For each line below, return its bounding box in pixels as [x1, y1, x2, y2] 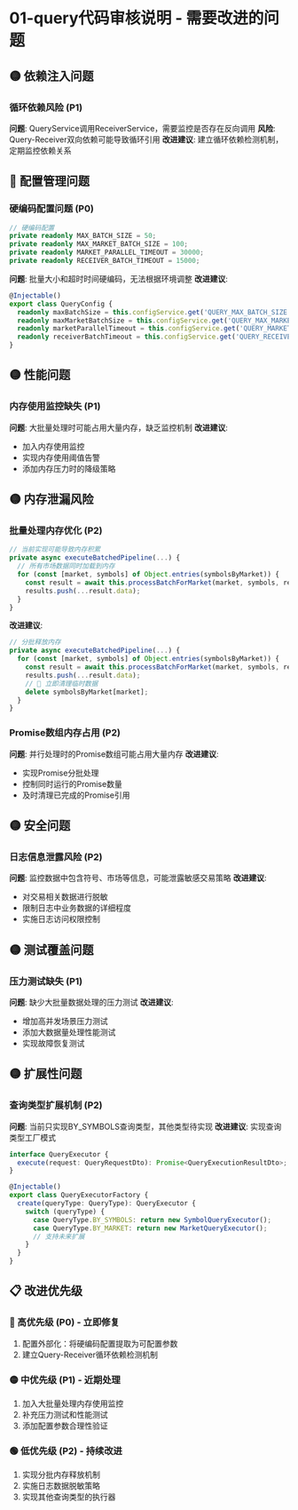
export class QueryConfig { [9, 299, 114, 308]
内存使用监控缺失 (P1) [9, 401, 101, 413]
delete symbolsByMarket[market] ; [25, 687, 149, 696]
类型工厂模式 [9, 1132, 56, 1142]
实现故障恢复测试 [21, 1037, 85, 1048]
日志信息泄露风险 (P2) [9, 850, 103, 862]
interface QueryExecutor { [9, 1149, 109, 1159]
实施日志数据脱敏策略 [21, 1481, 100, 1491]
